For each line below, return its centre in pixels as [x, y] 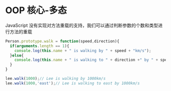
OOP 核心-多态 [36, 10]
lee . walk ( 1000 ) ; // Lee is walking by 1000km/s [55, 79]
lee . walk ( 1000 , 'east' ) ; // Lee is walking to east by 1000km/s [73, 83]
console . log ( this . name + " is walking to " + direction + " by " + [86, 60]
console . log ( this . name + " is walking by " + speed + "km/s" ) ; [83, 51]
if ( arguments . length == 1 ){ [40, 46]
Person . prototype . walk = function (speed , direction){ [62, 41]
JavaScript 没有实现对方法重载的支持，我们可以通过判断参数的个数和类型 [82, 25]
